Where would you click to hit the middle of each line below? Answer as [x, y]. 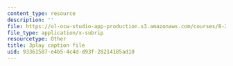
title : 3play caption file [46, 45]
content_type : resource [42, 13]
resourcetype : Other [37, 39]
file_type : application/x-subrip [55, 33]
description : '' [31, 20]
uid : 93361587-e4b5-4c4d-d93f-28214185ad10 [71, 52]
